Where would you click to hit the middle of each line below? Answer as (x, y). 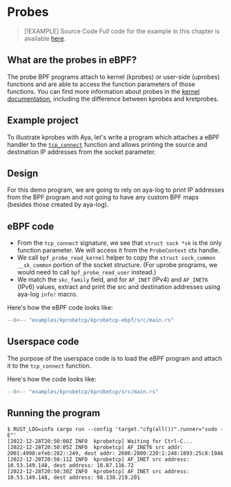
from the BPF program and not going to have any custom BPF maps (103, 197)
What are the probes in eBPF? (72, 60)
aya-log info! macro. (47, 295)
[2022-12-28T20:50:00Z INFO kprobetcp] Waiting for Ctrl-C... (100, 441)
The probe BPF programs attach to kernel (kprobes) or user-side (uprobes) (114, 77)
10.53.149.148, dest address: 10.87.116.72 (71, 465)
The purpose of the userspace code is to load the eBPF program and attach (114, 358)
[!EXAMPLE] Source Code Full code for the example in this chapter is (122, 31)
